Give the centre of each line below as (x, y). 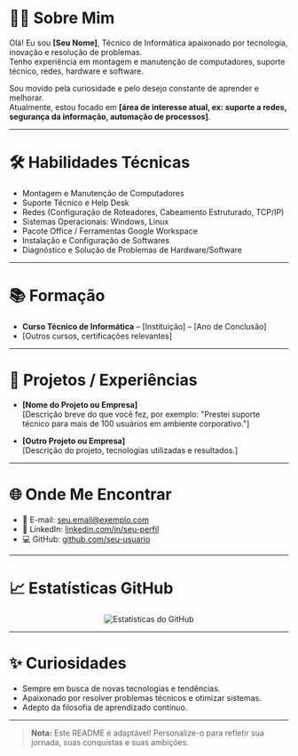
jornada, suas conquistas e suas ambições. (110, 742)
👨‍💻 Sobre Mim (62, 18)
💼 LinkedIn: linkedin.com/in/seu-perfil (90, 529)
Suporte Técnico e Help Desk (76, 203)
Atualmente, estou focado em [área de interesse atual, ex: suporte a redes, (148, 107)
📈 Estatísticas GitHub (91, 588)
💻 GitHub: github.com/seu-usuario (86, 539)
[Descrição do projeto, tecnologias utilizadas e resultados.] (130, 450)
